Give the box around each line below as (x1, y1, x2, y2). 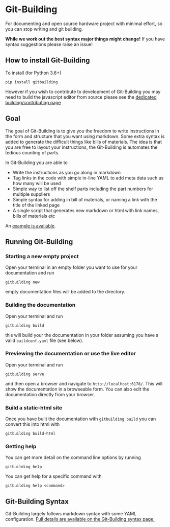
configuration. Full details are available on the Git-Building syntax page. (5, 516, 155, 522)
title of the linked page (12, 202, 60, 208)
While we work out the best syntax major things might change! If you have (5, 36, 165, 42)
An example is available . (5, 222, 56, 228)
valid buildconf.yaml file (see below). (5, 337, 83, 343)
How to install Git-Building (5, 56, 90, 65)
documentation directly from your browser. (5, 391, 95, 397)
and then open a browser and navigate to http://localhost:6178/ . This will (5, 380, 163, 386)
